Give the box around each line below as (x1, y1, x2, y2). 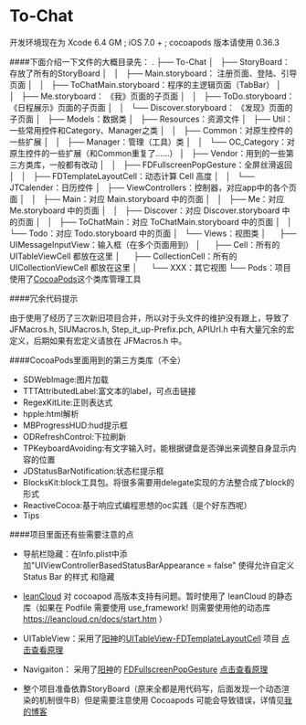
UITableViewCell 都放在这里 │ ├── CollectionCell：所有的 (9, 251, 237, 261)
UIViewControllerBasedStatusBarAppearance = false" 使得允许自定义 (35, 560, 295, 570)
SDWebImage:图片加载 (22, 374, 110, 385)
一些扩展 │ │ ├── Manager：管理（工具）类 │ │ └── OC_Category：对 (9, 136, 295, 147)
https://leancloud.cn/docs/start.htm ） (22, 613, 167, 624)
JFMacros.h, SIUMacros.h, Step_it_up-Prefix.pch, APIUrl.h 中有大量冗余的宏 (9, 324, 295, 335)
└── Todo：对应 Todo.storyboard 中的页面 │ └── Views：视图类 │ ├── (9, 228, 297, 239)
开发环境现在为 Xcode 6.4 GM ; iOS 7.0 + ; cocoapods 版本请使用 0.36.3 (9, 37, 280, 48)
